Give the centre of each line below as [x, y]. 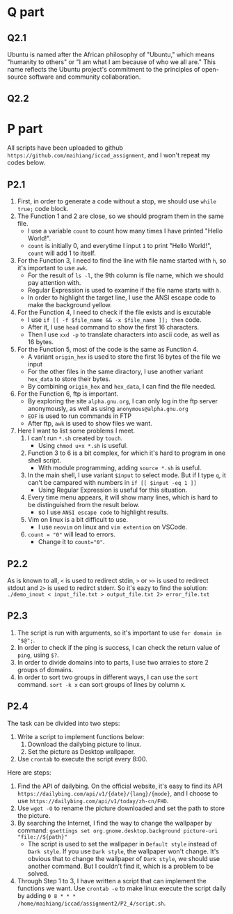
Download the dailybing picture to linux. [85, 744]
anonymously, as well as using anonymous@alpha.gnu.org [108, 409]
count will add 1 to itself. [62, 253]
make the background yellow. [70, 305]
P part [25, 129]
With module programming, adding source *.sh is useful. [120, 468]
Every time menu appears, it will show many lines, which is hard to [122, 497]
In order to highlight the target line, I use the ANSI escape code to [121, 297]
